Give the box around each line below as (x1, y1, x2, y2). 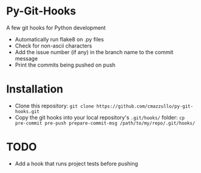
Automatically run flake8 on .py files (14, 35, 104, 43)
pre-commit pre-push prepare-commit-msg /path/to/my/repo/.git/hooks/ (14, 120, 196, 126)
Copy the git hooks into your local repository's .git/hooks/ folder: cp (14, 114, 185, 121)
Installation (6, 82, 64, 96)
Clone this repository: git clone (14, 102, 94, 109)
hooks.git (14, 108, 40, 115)
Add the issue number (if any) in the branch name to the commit (14, 48, 174, 55)
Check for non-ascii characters (14, 42, 92, 49)
